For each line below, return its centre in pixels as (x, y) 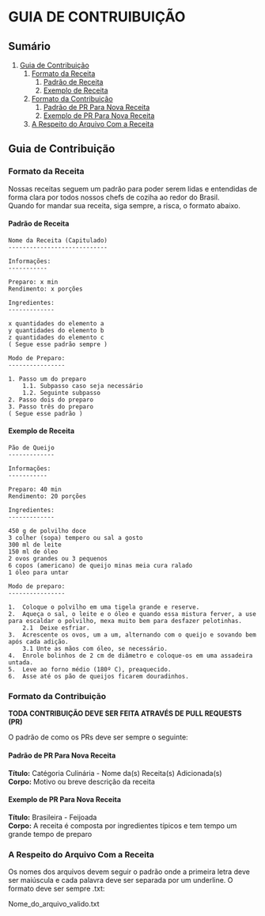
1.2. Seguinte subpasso (62, 393)
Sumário (30, 46)
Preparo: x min (33, 282)
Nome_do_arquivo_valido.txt (54, 904)
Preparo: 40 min (35, 490)
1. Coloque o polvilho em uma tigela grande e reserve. (104, 607)
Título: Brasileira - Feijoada (53, 817)
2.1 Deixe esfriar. (56, 628)
